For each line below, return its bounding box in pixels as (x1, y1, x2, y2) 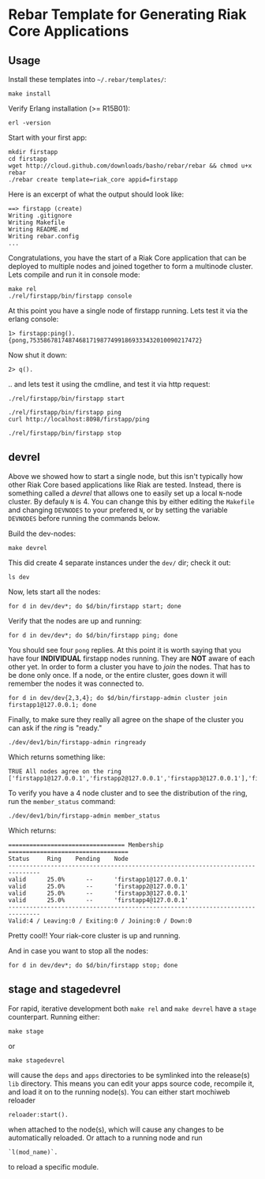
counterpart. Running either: (8, 1012, 100, 1021)
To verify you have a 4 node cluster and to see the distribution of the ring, (8, 788, 248, 798)
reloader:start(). (8, 1110, 69, 1118)
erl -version (8, 119, 51, 127)
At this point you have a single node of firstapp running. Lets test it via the (8, 306, 248, 315)
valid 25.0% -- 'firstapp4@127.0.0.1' (8, 896, 189, 904)
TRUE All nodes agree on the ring (8, 767, 122, 775)
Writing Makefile (8, 219, 65, 226)
